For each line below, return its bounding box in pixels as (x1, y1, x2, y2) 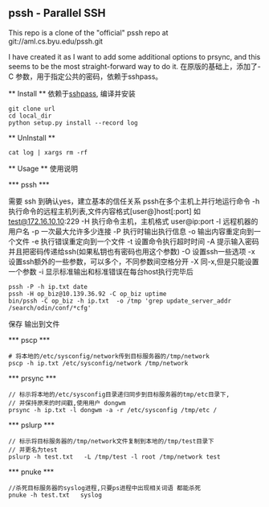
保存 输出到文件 (8, 319, 60, 328)
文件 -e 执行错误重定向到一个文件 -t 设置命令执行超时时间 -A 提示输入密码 (14, 237, 259, 246)
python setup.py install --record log (8, 118, 138, 127)
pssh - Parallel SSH (8, 6, 106, 20)
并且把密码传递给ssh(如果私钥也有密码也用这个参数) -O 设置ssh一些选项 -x (8, 246, 255, 256)
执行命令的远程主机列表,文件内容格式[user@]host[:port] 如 (8, 206, 201, 216)
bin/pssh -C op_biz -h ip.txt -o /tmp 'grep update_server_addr (8, 297, 231, 305)
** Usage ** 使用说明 (8, 163, 79, 173)
